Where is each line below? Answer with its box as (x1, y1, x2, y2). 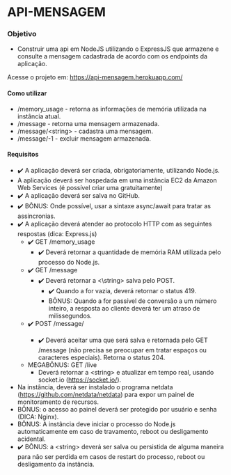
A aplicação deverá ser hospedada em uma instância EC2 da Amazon (17, 176, 217, 185)
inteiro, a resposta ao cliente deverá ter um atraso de (48, 304, 200, 312)
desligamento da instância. (17, 460, 95, 468)
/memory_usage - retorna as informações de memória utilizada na (17, 104, 207, 113)
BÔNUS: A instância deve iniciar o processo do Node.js (17, 419, 176, 428)
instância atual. (17, 112, 61, 120)
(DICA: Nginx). (17, 412, 59, 421)
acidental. (17, 435, 46, 443)
